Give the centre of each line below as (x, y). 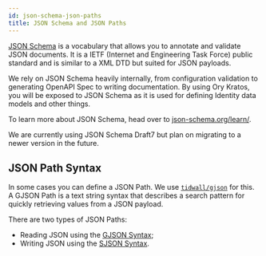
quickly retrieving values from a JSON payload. (86, 204)
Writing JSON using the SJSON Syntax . (85, 243)
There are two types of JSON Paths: (68, 219)
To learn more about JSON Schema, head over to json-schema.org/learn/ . (130, 119)
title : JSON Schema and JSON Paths (67, 23)
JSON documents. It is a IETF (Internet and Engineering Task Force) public (131, 54)
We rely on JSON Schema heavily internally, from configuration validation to (133, 78)
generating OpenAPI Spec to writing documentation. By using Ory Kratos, (129, 87)
